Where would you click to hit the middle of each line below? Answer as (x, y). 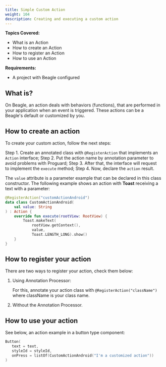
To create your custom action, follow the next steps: (58, 143)
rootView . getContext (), (56, 225)
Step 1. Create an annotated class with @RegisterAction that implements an (82, 153)
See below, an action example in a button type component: (65, 333)
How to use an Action (34, 58)
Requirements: (21, 68)
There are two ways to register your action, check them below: (69, 271)
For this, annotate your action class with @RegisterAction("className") (85, 290)
